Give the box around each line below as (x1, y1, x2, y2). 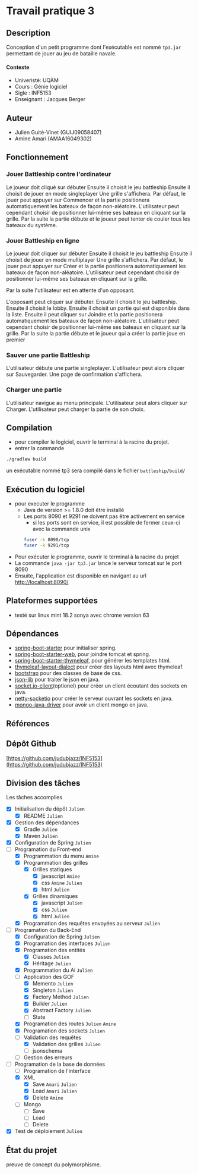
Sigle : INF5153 (14, 89, 52, 96)
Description (6, 28, 50, 38)
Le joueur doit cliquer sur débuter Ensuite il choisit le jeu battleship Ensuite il (6, 250, 193, 257)
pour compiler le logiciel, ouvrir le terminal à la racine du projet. (14, 438, 170, 445)
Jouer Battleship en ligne (6, 236, 80, 244)
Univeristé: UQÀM (14, 77, 59, 84)
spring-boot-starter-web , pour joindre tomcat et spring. (14, 651, 151, 658)
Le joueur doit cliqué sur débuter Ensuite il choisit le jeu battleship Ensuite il (6, 183, 191, 191)
